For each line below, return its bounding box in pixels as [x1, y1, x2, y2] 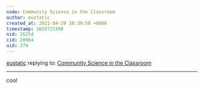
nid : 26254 [6, 31, 34, 38]
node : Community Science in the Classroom [6, 8, 115, 15]
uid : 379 [6, 43, 29, 49]
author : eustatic [6, 15, 50, 21]
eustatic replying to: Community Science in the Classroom [6, 59, 152, 67]
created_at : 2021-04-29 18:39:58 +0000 [6, 20, 107, 26]
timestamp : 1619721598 [6, 25, 64, 32]
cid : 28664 [6, 37, 34, 43]
